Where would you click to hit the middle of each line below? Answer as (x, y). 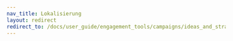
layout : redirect (32, 20)
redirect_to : (25, 26)
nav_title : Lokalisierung (44, 14)
